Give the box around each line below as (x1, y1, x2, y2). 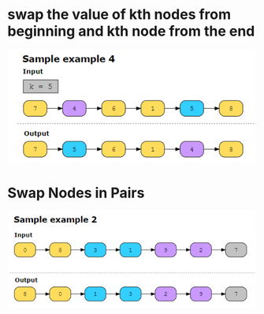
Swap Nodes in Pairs (7, 184, 145, 202)
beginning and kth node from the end (7, 22, 255, 40)
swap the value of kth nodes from (7, 6, 232, 24)
